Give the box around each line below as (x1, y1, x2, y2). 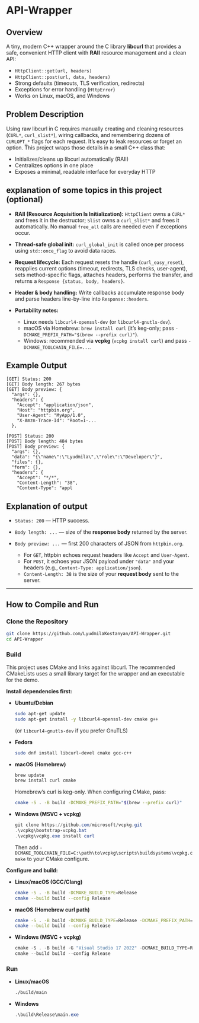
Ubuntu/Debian (14, 699, 54, 706)
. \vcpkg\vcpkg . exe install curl (14, 833, 95, 839)
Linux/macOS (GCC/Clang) (14, 878, 83, 885)
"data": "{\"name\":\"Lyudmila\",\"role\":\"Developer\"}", (11, 454, 163, 460)
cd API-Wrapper (6, 636, 44, 642)
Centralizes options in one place (14, 161, 94, 169)
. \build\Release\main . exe (14, 1012, 79, 1018)
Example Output (6, 361, 67, 371)
